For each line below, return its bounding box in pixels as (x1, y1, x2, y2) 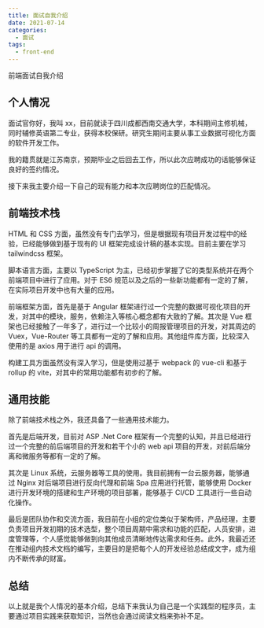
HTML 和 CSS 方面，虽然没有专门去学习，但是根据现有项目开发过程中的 (8, 229, 241, 238)
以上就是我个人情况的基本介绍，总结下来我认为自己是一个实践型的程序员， (8, 601, 249, 611)
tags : (8, 41, 26, 49)
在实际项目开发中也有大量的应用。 (8, 285, 119, 294)
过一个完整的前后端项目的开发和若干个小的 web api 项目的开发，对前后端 (8, 441, 244, 451)
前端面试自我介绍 (8, 71, 64, 79)
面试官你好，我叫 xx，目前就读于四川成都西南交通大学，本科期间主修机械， (8, 118, 252, 127)
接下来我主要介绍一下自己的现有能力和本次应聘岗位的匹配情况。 (8, 181, 214, 190)
